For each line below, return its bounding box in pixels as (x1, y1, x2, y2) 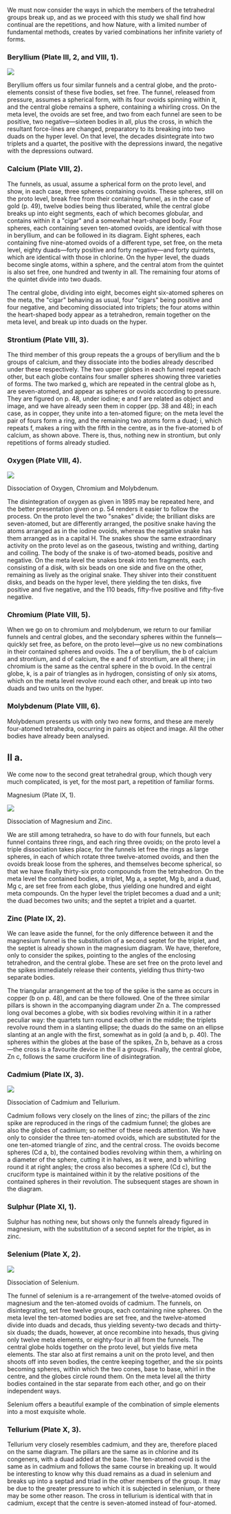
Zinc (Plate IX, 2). (7, 914, 67, 923)
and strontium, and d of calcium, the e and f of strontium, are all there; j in (7, 655, 216, 663)
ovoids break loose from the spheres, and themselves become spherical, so (7, 860, 222, 868)
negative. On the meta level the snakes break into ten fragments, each (7, 556, 206, 565)
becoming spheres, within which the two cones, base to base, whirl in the (7, 1364, 216, 1373)
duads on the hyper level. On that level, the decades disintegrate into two (7, 132, 214, 141)
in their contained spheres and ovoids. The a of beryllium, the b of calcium (7, 647, 218, 656)
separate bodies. (7, 973, 55, 981)
